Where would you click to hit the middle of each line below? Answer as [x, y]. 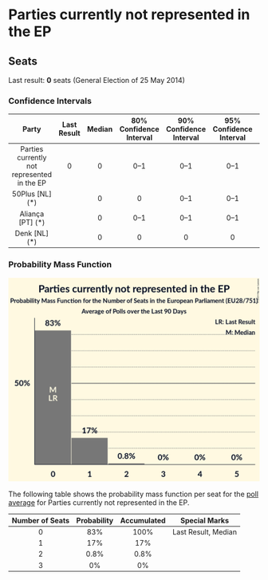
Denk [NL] [32, 233]
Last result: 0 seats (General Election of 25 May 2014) [97, 80]
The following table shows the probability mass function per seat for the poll [134, 494]
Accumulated [143, 520]
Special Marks [205, 520]
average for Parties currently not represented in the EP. [99, 503]
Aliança [32, 214]
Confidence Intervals [50, 101]
